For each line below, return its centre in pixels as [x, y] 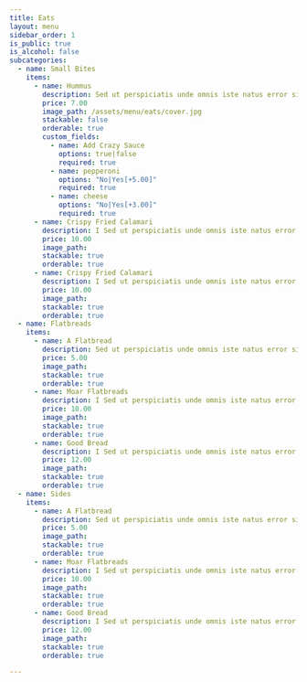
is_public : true [40, 43]
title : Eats [32, 18]
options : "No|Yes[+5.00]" [107, 179]
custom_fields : [71, 137]
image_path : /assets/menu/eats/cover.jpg [122, 112]
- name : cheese [79, 197]
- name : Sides [44, 494]
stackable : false [75, 120]
